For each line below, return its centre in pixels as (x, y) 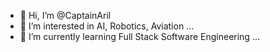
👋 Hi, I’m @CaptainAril (65, 15)
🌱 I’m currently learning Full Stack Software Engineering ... (139, 36)
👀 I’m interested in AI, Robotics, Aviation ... (107, 26)
